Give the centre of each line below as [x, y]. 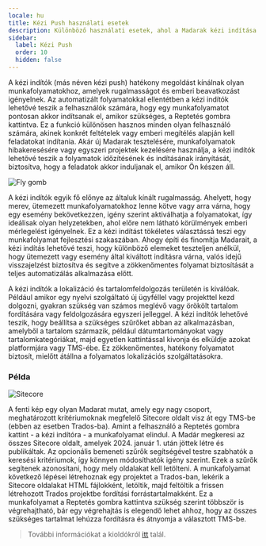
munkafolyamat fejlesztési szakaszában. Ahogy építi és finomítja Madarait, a [133, 240]
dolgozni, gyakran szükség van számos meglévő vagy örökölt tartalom [123, 306]
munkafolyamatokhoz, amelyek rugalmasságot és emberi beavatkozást [124, 90]
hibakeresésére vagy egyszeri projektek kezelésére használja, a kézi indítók [132, 150]
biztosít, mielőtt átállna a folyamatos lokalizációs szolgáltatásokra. [116, 356]
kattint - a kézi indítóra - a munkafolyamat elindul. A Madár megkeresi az [127, 435]
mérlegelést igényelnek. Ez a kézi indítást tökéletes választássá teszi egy [127, 231]
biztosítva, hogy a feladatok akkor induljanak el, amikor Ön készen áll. [122, 167]
